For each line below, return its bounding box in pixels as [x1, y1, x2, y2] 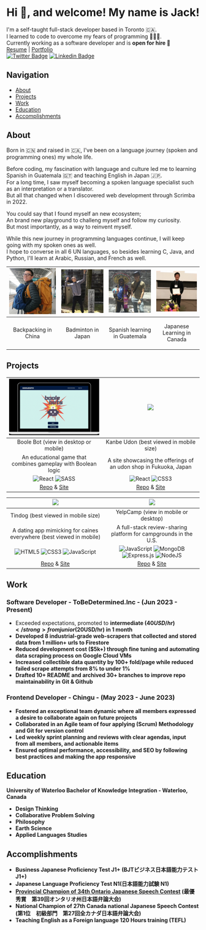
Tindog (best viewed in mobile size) [10, 512, 101, 519]
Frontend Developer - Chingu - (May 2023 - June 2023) [6, 694, 175, 702]
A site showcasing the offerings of [107, 456, 194, 464]
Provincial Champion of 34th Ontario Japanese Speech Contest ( [15, 888, 184, 895]
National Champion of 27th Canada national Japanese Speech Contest [15, 902, 199, 910]
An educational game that [21, 453, 87, 461]
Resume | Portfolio [6, 45, 53, 53]
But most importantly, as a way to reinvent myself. [6, 223, 132, 230]
